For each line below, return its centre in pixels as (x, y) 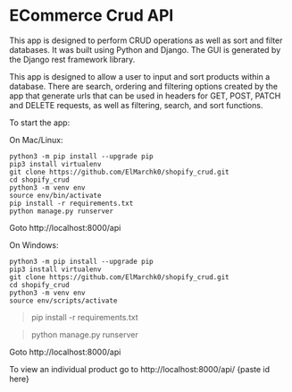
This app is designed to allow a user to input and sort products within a (140, 76)
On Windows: (34, 245)
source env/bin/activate (55, 195)
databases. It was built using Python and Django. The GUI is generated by (145, 49)
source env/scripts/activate (63, 301)
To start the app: (40, 123)
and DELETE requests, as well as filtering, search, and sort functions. (136, 105)
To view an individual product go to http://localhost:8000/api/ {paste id (140, 369)
